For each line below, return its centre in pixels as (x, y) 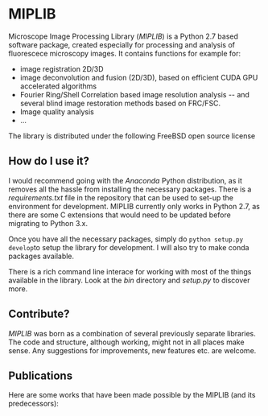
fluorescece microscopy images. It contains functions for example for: (125, 53)
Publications (41, 375)
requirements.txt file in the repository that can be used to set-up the (121, 197)
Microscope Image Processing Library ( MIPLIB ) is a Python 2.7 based (124, 36)
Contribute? (39, 314)
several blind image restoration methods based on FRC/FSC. (120, 103)
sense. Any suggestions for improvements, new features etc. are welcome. (132, 350)
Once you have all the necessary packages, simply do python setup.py (126, 239)
